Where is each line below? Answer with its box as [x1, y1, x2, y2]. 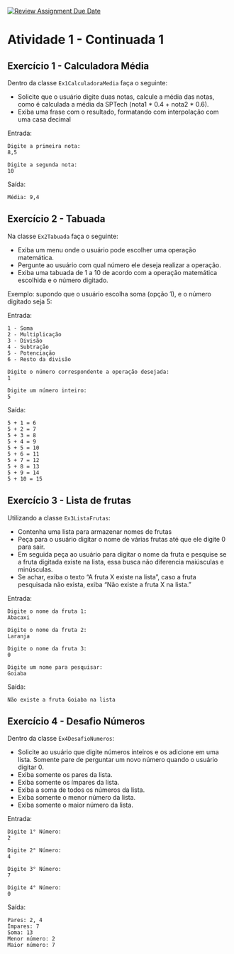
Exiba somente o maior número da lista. [17, 800, 133, 810]
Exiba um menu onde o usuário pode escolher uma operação [17, 245, 196, 254]
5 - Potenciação [7, 349, 55, 357]
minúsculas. [17, 565, 53, 574]
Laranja [7, 633, 30, 640]
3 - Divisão [7, 337, 43, 344]
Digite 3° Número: [7, 866, 62, 873]
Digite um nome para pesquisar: [7, 663, 103, 671]
